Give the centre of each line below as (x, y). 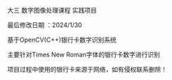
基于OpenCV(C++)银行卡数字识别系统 (62, 40)
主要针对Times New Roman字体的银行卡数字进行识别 (84, 55)
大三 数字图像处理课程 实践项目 (52, 10)
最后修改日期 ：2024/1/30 (45, 25)
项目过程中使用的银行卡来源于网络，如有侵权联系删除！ (87, 69)
